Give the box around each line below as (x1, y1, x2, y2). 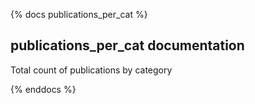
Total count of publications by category (10, 64, 173, 76)
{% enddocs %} (10, 83, 77, 95)
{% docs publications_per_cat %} (10, 9, 148, 20)
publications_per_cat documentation (10, 37, 245, 54)
